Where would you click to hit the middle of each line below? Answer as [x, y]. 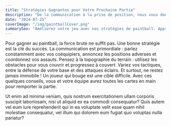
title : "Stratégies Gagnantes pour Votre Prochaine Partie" [70, 10]
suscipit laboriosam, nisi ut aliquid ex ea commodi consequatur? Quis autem [85, 102]
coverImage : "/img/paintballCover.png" [48, 24]
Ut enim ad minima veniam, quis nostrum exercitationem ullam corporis [80, 97]
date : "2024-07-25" [26, 19]
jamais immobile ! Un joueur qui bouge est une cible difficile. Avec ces [79, 76]
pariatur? [15, 118]
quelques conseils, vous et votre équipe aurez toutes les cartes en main [81, 81]
